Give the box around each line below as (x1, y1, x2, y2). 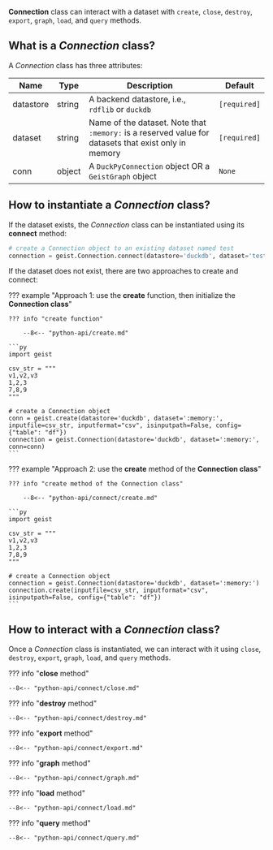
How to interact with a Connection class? (8, 623, 221, 636)
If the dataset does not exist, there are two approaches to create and (8, 266, 239, 276)
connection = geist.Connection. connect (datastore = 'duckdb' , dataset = (8, 252, 249, 260)
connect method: (8, 228, 67, 238)
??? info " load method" (8, 788, 85, 798)
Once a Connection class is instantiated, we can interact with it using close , (8, 645, 262, 654)
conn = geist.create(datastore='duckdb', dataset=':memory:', (8, 414, 223, 423)
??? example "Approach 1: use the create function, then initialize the (8, 291, 236, 300)
